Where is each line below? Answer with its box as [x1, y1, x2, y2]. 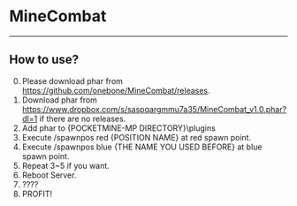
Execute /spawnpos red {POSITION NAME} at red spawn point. [21, 132, 252, 142]
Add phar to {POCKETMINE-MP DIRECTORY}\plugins [21, 122, 217, 134]
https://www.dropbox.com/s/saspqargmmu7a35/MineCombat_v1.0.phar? [21, 103, 287, 114]
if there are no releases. [39, 113, 126, 124]
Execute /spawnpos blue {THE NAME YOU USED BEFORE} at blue [21, 141, 263, 152]
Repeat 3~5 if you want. [21, 160, 110, 171]
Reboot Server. [21, 170, 77, 180]
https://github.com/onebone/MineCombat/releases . [21, 85, 210, 95]
